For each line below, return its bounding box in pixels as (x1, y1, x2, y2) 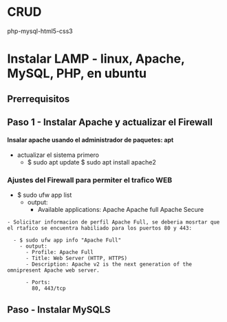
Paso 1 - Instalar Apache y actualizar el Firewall (7, 116, 213, 128)
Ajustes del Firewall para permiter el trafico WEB (7, 175, 173, 185)
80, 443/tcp (32, 285, 67, 292)
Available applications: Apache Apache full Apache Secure (37, 206, 204, 214)
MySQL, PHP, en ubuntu (7, 66, 147, 81)
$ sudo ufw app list (17, 191, 72, 200)
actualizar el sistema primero (17, 151, 100, 159)
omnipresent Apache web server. (7, 267, 100, 274)
